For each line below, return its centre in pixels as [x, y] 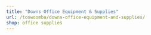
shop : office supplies [34, 23]
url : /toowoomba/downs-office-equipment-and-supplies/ [76, 17]
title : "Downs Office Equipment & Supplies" [62, 12]
